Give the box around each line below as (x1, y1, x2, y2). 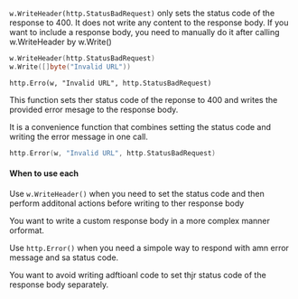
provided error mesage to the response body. (9, 104, 179, 115)
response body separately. (9, 279, 109, 290)
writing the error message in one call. (9, 131, 149, 142)
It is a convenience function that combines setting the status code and (9, 121, 272, 132)
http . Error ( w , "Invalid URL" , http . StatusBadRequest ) (9, 148, 217, 157)
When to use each (9, 168, 79, 179)
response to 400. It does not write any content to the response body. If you (9, 17, 289, 28)
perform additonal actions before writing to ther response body (9, 198, 245, 209)
